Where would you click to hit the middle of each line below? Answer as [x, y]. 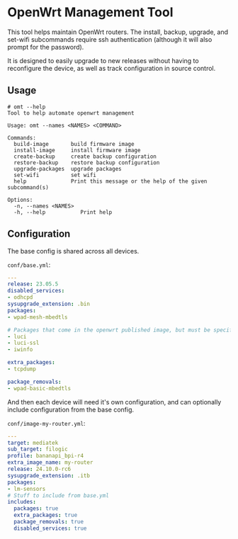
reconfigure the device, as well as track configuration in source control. [112, 68]
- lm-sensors [27, 489]
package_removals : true [49, 522]
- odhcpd [20, 297]
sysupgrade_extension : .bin [49, 304]
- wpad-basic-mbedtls [39, 388]
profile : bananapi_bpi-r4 [45, 456]
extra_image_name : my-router [50, 463]
